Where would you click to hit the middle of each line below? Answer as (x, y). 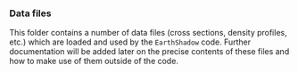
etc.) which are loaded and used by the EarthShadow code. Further (130, 42)
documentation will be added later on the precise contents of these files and (149, 52)
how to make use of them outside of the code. (94, 61)
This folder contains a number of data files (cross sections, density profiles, (148, 33)
